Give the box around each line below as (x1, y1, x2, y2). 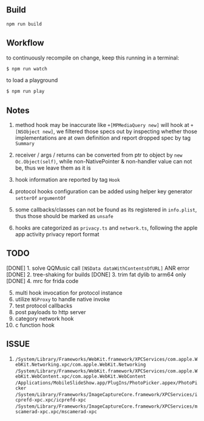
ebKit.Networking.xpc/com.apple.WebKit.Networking (15, 361, 146, 368)
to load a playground (6, 77, 58, 84)
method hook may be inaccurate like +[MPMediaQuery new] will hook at (15, 122, 189, 129)
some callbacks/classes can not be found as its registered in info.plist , (15, 206, 197, 213)
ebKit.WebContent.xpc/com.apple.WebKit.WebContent (15, 373, 146, 379)
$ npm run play (6, 88, 45, 95)
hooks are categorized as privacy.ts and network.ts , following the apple (15, 224, 198, 231)
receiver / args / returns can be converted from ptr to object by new (15, 151, 183, 159)
